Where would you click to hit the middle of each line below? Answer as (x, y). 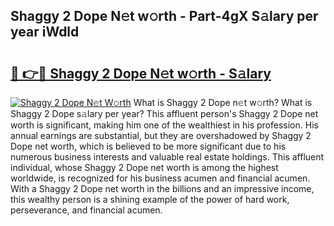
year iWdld (45, 32)
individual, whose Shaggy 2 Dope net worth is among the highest (144, 167)
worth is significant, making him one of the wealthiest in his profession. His (164, 125)
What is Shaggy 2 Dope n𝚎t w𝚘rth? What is (223, 102)
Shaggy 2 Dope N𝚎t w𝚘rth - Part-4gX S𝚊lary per (164, 16)
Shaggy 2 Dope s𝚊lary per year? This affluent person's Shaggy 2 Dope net (164, 113)
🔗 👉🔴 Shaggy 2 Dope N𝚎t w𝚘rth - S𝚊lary (141, 73)
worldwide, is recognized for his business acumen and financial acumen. (160, 178)
